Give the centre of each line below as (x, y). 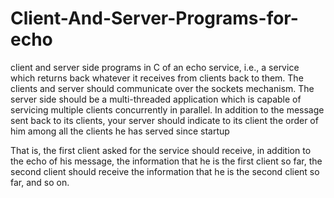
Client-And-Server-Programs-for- (154, 18)
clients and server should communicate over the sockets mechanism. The (162, 88)
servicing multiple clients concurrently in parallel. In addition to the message (167, 109)
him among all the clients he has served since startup (120, 131)
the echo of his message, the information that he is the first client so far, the (166, 161)
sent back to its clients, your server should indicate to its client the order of (164, 120)
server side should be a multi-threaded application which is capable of (156, 99)
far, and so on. (40, 182)
